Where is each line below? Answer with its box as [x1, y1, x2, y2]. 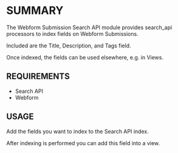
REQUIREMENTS [6, 71, 70, 82]
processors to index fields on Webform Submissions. [6, 30, 139, 37]
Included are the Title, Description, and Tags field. [6, 42, 132, 49]
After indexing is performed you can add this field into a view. [6, 139, 160, 146]
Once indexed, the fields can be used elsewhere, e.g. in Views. [6, 53, 164, 61]
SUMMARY [6, 4, 64, 18]
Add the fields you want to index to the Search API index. [6, 127, 149, 135]
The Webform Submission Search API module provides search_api [6, 24, 173, 31]
